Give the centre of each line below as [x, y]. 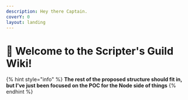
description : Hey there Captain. [47, 11]
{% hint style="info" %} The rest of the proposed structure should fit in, [94, 80]
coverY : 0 [18, 17]
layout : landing [26, 22]
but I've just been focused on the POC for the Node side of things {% [91, 85]
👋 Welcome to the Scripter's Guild [90, 51]
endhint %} [20, 92]
